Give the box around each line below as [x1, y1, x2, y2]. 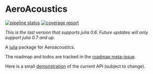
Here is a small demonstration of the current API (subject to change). [5, 63, 146, 69]
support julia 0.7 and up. [5, 35, 55, 40]
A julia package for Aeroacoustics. [5, 44, 75, 50]
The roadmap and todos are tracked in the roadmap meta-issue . [5, 53, 136, 60]
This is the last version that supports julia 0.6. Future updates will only [5, 29, 149, 35]
